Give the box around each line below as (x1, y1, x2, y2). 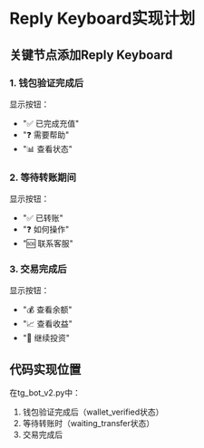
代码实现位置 (9, 361, 82, 377)
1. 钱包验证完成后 (9, 76, 84, 89)
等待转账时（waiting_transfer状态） (22, 418, 155, 429)
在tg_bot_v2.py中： (9, 387, 82, 398)
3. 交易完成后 (9, 263, 67, 276)
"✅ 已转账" (22, 213, 63, 224)
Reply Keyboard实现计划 (9, 8, 196, 29)
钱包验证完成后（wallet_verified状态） (22, 406, 164, 417)
